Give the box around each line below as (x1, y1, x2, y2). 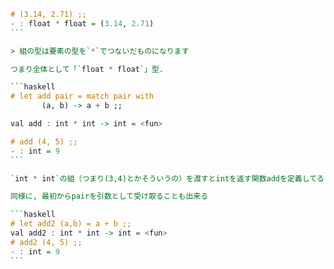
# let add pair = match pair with (10, 91, 155, 102)
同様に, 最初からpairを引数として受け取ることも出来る (10, 191, 209, 202)
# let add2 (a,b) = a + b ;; (10, 219, 132, 229)
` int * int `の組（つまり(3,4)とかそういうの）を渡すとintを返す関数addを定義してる (10, 173, 325, 184)
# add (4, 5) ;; (10, 136, 78, 147)
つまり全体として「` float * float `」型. (10, 64, 165, 74)
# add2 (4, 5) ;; (10, 237, 83, 247)
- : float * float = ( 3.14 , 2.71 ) (10, 18, 155, 29)
